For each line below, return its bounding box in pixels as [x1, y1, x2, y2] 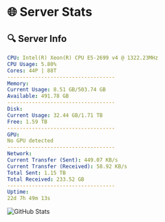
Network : [7, 151, 32, 157]
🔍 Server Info [7, 32, 67, 45]
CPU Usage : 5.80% [7, 60, 57, 67]
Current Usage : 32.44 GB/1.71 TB [7, 111, 103, 119]
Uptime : [7, 188, 30, 196]
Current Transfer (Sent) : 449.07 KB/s [7, 157, 118, 164]
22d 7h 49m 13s [7, 195, 51, 202]
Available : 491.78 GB [7, 93, 69, 100]
